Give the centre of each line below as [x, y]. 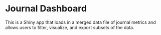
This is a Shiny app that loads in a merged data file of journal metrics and [81, 22]
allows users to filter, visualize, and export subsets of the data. [70, 27]
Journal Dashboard [46, 9]
